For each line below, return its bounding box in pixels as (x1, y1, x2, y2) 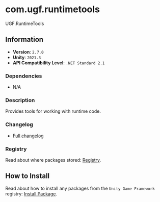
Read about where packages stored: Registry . (5, 157, 101, 163)
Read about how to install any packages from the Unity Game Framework (5, 185, 155, 191)
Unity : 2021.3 (12, 54, 41, 60)
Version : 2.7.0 (12, 48, 44, 55)
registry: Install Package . (5, 190, 58, 197)
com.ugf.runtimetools (5, 4, 100, 15)
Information (5, 35, 44, 44)
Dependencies (5, 72, 42, 80)
